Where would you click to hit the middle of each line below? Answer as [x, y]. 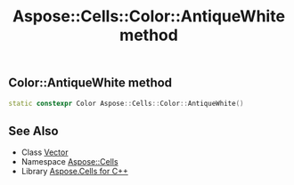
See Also [33, 131]
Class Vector [45, 152]
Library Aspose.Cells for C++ [74, 172]
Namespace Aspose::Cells [69, 162]
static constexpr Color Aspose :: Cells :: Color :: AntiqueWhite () [126, 103]
